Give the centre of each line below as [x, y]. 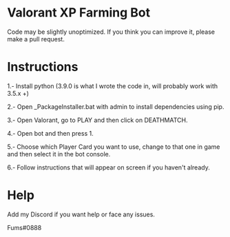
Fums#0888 [24, 227]
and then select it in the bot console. [59, 154]
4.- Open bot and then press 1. [51, 133]
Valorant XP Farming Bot [79, 13]
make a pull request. [36, 39]
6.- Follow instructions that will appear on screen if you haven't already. [108, 167]
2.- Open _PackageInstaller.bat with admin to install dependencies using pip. [116, 106]
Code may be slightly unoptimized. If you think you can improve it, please [111, 32]
